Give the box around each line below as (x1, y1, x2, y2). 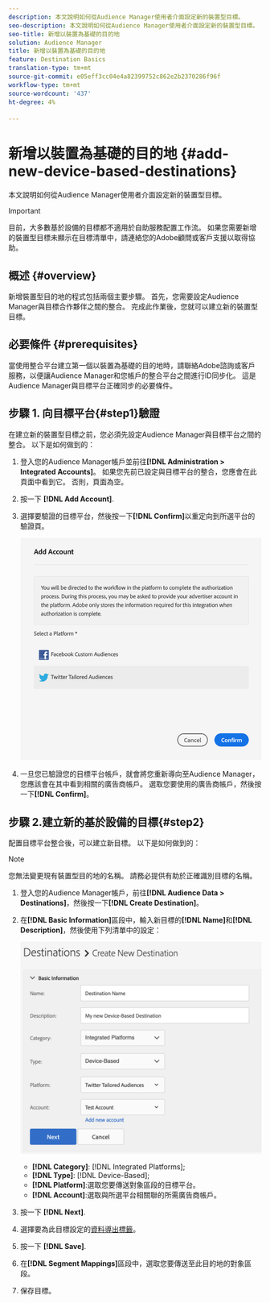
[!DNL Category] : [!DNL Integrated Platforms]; (31, 1162, 186, 1172)
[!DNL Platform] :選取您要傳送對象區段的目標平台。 (31, 1181, 201, 1190)
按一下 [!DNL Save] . (19, 1242, 87, 1251)
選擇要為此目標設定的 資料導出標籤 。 (19, 1225, 141, 1235)
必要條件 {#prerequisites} (8, 338, 138, 351)
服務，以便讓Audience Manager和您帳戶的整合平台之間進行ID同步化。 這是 (8, 371, 256, 380)
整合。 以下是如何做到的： (8, 439, 95, 449)
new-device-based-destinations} (8, 162, 238, 181)
